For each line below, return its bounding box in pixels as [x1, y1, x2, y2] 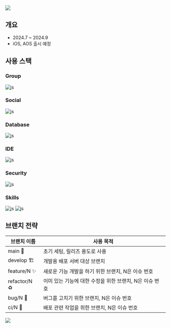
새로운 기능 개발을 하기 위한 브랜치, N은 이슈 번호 [43, 267, 154, 275]
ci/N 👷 [8, 304, 23, 311]
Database [5, 121, 30, 128]
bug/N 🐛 [8, 294, 28, 301]
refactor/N [8, 278, 33, 285]
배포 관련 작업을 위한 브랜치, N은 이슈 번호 [43, 304, 138, 311]
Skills [5, 194, 19, 201]
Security [5, 170, 27, 177]
